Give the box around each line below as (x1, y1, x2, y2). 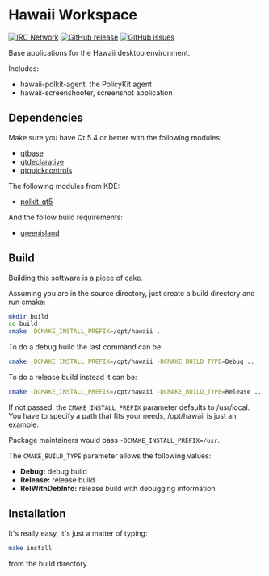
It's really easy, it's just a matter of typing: (8, 528, 148, 538)
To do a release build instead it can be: (8, 373, 137, 382)
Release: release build (19, 474, 95, 485)
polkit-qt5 (19, 196, 53, 207)
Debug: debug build (19, 466, 87, 476)
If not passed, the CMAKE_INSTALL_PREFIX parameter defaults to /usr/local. (8, 402, 250, 412)
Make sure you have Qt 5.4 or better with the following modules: (8, 132, 222, 142)
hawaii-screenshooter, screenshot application (19, 87, 173, 98)
